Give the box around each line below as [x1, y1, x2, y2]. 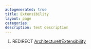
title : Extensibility [5, 12, 49, 16]
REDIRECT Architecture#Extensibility [12, 38, 86, 44]
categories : [5, 20, 29, 26]
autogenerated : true [5, 7, 47, 12]
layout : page [5, 16, 32, 21]
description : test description [5, 25, 69, 30]
